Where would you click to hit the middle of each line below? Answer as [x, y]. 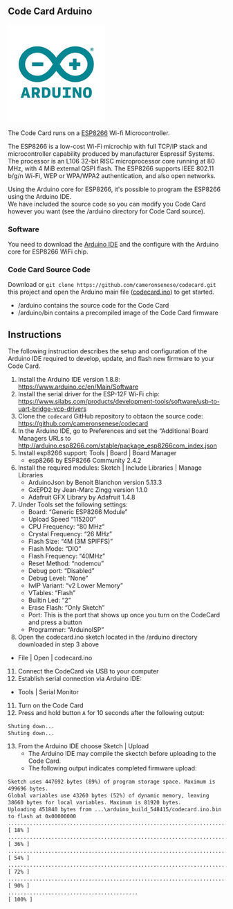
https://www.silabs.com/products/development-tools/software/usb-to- [119, 402]
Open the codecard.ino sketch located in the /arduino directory [108, 637]
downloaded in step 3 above [58, 644]
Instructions [35, 334]
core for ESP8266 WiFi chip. [48, 251]
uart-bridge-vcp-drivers [52, 409]
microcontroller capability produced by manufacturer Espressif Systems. [111, 153]
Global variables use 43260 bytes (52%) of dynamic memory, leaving [109, 796]
